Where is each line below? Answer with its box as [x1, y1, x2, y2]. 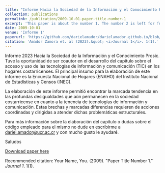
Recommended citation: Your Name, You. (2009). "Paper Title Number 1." [5, 158, 153, 164]
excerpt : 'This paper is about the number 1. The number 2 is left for [5, 21, 155, 26]
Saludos [5, 139, 22, 144]
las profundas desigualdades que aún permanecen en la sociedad [5, 93, 139, 99]
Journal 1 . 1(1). [5, 163, 34, 169]
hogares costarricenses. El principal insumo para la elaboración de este [5, 68, 150, 74]
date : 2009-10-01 [5, 26, 41, 30]
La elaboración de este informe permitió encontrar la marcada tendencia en [5, 88, 158, 94]
